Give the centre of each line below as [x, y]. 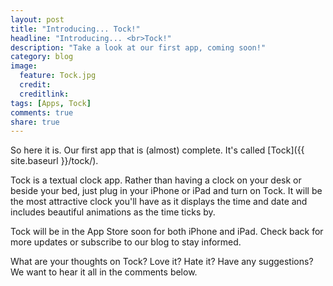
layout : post [37, 19]
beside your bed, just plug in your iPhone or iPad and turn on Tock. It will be [166, 191]
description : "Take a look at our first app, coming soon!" [138, 47]
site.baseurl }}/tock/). [54, 161]
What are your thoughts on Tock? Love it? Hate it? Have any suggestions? [162, 262]
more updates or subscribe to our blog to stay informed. [126, 242]
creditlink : [44, 94]
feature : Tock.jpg [58, 76]
